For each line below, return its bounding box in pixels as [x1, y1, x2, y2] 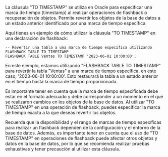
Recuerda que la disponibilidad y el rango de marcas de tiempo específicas [5, 119, 162, 125]
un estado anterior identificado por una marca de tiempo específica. [5, 20, 147, 26]
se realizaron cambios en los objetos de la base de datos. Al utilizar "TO [5, 99, 155, 105]
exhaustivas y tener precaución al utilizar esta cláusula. [5, 146, 120, 152]
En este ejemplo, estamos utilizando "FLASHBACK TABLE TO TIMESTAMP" [5, 63, 161, 68]
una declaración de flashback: [5, 35, 68, 41]
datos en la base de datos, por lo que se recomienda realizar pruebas [5, 140, 150, 146]
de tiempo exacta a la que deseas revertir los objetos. [5, 110, 117, 115]
